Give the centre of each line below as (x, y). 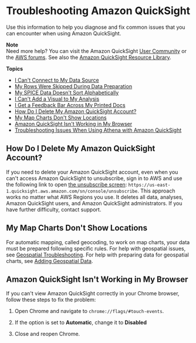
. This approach (156, 191)
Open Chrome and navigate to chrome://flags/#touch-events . (89, 311)
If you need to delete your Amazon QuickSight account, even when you (92, 172)
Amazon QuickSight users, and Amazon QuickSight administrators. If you (94, 203)
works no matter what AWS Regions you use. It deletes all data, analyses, (95, 197)
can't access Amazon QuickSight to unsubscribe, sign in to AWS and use (94, 178)
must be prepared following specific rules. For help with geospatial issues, (96, 248)
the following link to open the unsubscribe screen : (67, 184)
